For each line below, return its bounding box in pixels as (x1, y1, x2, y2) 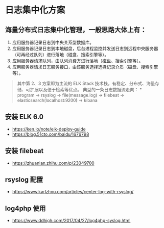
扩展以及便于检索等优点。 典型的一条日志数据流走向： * (30, 87, 142, 92)
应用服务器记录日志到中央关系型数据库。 (12, 40, 94, 45)
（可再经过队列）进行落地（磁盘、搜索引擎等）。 (12, 52, 109, 57)
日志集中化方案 (5, 4, 66, 16)
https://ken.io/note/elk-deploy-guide (12, 126, 86, 132)
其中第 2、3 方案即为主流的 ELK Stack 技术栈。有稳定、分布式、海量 (17, 80, 155, 86)
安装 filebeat (5, 147, 44, 155)
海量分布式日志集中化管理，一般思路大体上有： (5, 25, 147, 34)
